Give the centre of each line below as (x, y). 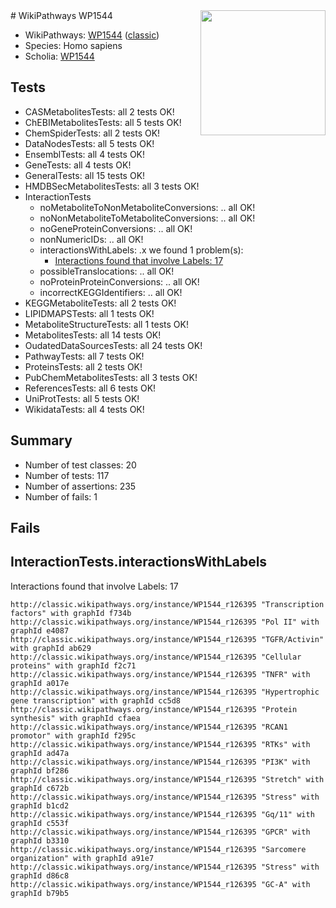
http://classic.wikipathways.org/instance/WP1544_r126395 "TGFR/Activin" (167, 639)
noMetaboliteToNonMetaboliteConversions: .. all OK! (147, 207)
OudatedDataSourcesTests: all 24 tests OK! (113, 345)
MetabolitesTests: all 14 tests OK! (93, 335)
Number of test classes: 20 (80, 465)
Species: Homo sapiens (73, 45)
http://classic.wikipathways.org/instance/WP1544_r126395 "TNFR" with (160, 674)
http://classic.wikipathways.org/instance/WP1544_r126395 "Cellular (156, 657)
